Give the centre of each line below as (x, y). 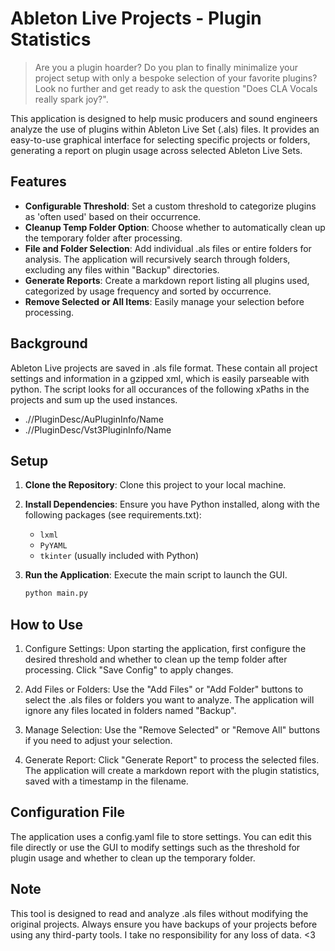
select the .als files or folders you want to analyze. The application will (169, 700)
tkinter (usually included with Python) (119, 556)
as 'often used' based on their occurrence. (113, 216)
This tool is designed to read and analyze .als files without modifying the (159, 913)
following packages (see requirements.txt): (113, 515)
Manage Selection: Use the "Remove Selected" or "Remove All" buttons (172, 730)
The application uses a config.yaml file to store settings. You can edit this (161, 836)
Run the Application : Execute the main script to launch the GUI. (156, 575)
